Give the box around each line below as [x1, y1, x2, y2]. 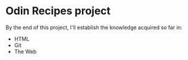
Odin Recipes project [5, 4, 111, 18]
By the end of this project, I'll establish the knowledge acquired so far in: [5, 24, 183, 31]
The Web [14, 48, 37, 55]
